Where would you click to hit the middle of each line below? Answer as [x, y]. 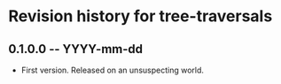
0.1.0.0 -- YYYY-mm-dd [76, 49]
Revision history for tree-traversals [140, 16]
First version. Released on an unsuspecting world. [113, 70]
